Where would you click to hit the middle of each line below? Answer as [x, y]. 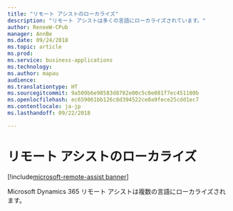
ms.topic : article [35, 47]
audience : [22, 80]
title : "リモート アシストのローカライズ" [63, 14]
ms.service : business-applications [60, 60]
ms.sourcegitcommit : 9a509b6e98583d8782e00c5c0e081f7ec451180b [103, 93]
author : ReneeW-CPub [38, 27]
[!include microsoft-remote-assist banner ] [68, 177]
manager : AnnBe [30, 34]
